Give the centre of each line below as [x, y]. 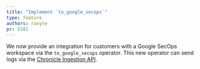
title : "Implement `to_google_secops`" [57, 12]
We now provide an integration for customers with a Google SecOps [92, 46]
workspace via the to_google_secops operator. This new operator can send [100, 53]
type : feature [24, 18]
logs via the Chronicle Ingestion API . [52, 59]
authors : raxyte [27, 23]
